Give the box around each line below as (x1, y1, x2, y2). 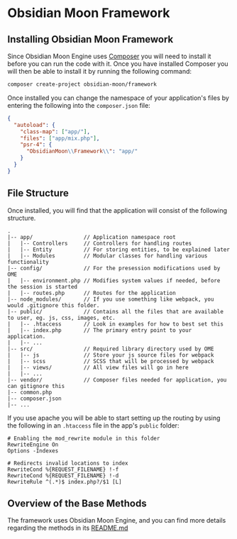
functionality (7, 258, 50, 265)
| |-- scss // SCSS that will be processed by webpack (7, 357, 214, 365)
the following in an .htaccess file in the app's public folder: (7, 421, 180, 430)
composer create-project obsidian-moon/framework (7, 81, 158, 88)
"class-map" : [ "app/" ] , (20, 128, 91, 135)
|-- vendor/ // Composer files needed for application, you (7, 376, 227, 384)
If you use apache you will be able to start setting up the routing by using (7, 413, 221, 422)
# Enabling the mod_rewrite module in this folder (7, 435, 160, 442)
